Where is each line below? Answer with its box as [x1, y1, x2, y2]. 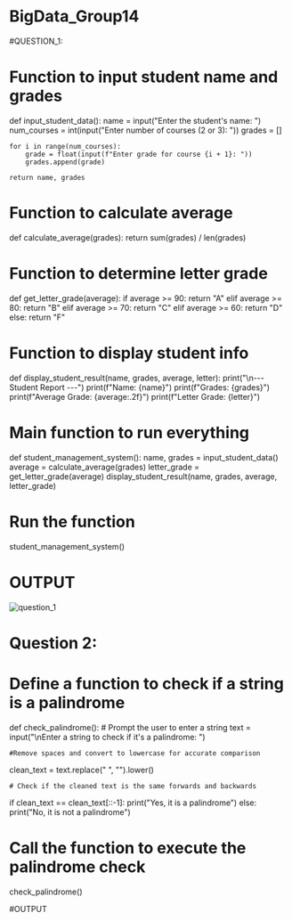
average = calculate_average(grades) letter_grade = [9, 461, 200, 472]
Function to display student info [9, 343, 249, 363]
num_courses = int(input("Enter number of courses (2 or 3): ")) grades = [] [9, 125, 282, 135]
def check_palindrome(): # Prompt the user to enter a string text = [9, 721, 251, 732]
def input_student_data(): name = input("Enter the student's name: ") [9, 115, 262, 126]
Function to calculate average [9, 203, 233, 224]
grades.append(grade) [25, 158, 105, 167]
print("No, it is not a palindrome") [9, 806, 131, 817]
